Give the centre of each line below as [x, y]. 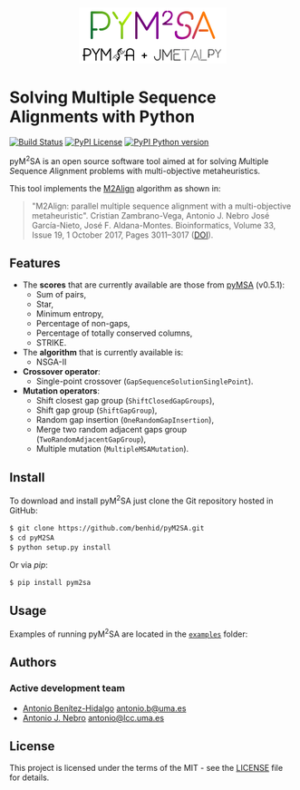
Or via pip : [29, 564]
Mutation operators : [61, 391]
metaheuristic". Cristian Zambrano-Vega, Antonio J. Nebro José [150, 215]
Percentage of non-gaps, [83, 324]
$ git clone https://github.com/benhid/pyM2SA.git [107, 528]
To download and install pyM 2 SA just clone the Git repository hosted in [141, 500]
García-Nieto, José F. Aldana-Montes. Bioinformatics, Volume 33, [154, 225]
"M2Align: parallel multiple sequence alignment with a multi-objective [161, 206]
